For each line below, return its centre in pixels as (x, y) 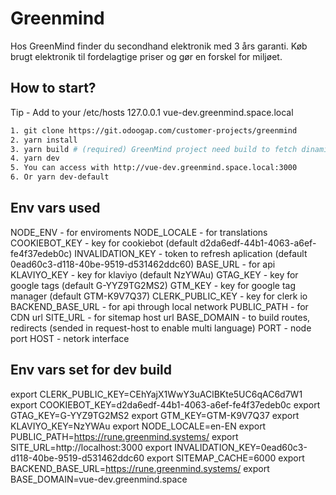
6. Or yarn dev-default (60, 177)
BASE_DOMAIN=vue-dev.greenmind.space (99, 479)
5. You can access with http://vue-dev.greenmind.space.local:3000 (154, 168)
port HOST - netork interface (70, 338)
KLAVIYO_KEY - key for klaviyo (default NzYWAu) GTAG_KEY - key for (154, 274)
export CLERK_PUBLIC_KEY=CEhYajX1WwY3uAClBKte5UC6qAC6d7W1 (156, 394)
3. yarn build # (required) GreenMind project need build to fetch (154, 149)
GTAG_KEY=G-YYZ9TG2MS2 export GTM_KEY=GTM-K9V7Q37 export (155, 415)
